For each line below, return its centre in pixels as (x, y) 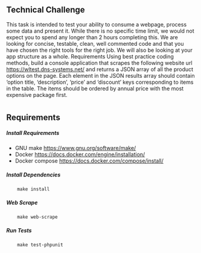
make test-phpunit (40, 245)
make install (33, 189)
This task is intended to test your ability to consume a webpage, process (97, 24)
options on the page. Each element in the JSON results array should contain (101, 75)
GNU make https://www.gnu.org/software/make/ (75, 148)
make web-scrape (38, 217)
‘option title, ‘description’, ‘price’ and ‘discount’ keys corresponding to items (100, 82)
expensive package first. (37, 95)
